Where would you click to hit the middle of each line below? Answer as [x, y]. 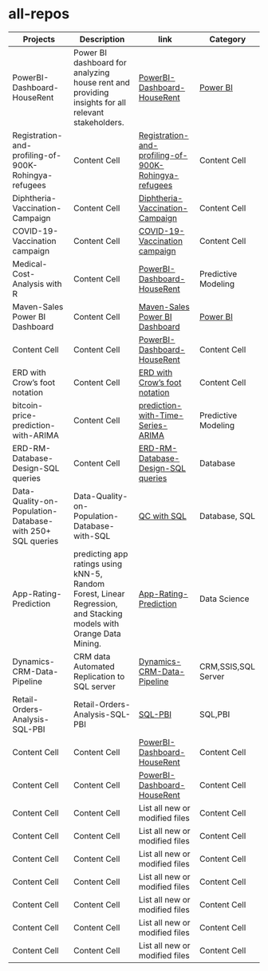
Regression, [95, 603]
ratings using [97, 564]
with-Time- [161, 415]
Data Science [224, 599]
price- [25, 415]
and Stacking [98, 613]
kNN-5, [88, 573]
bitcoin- [28, 405]
